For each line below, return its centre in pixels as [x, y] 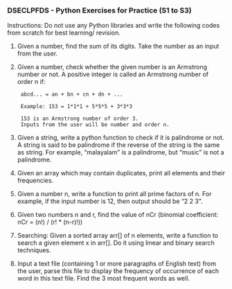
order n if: [31, 82]
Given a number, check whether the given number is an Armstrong [112, 67]
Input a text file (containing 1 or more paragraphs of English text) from [117, 264]
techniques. [34, 250]
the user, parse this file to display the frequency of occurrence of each [118, 271]
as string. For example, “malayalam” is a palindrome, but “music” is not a [121, 152]
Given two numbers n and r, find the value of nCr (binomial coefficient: [118, 215]
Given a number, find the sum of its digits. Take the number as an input [118, 46]
